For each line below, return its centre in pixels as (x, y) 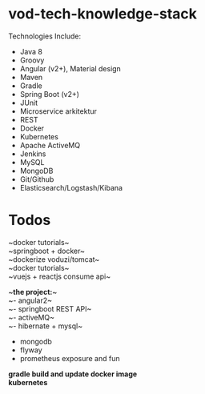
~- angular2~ (30, 300)
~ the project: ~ (33, 291)
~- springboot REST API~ (50, 308)
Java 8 (31, 51)
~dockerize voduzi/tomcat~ (54, 259)
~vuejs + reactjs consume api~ (59, 276)
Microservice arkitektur (58, 111)
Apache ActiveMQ (50, 145)
